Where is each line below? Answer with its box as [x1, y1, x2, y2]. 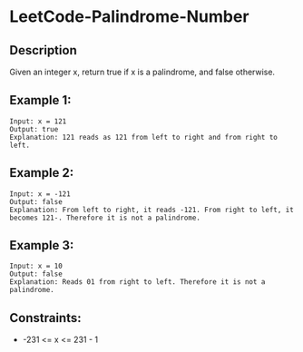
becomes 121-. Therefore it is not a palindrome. [9, 213, 201, 222]
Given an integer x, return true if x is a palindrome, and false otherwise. [9, 66, 275, 77]
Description [9, 43, 77, 58]
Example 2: [9, 165, 74, 181]
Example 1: [9, 93, 72, 108]
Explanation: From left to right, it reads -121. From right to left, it [9, 205, 295, 214]
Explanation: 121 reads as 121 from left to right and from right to [9, 132, 279, 142]
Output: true [9, 124, 59, 133]
